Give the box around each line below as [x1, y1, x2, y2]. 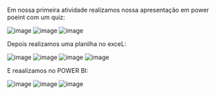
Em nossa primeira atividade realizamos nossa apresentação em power [7, 6, 210, 14]
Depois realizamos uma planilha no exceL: [7, 40, 127, 47]
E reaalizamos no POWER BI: [7, 67, 89, 74]
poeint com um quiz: [7, 13, 65, 21]
